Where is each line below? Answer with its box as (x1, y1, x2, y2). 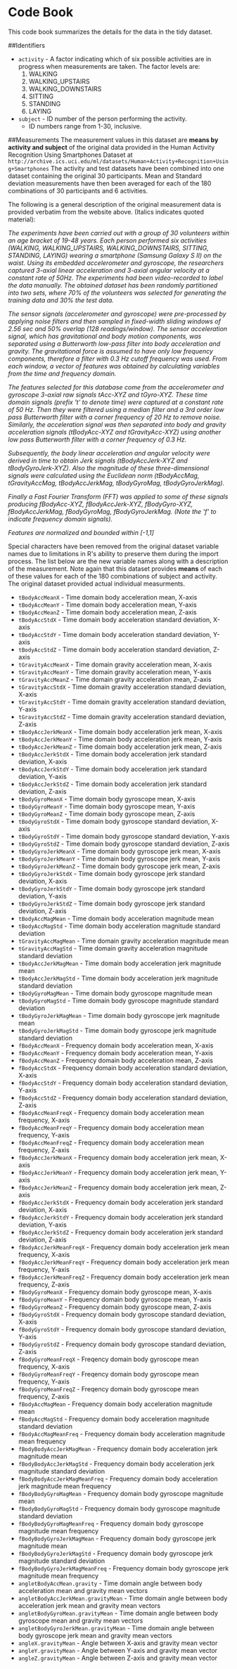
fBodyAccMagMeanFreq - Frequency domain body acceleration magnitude (18, 1429, 226, 1438)
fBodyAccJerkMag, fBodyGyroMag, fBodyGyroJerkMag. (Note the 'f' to (8, 507, 217, 515)
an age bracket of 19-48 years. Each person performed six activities (8, 236, 207, 245)
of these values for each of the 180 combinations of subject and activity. (8, 572, 217, 580)
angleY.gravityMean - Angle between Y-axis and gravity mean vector (18, 1646, 217, 1654)
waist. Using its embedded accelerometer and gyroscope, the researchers (8, 258, 224, 267)
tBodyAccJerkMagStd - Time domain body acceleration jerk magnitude (18, 974, 219, 982)
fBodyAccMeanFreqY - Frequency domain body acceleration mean (18, 1123, 205, 1132)
